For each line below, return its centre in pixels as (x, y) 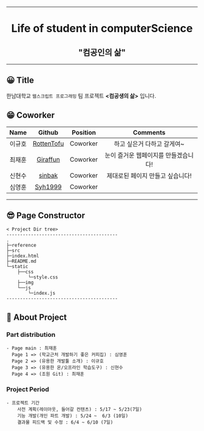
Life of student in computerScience (102, 29)
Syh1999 (48, 187)
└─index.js (42, 293)
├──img (25, 283)
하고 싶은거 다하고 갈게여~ (149, 143)
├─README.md (21, 261)
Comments (149, 133)
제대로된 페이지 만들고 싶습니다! (149, 176)
